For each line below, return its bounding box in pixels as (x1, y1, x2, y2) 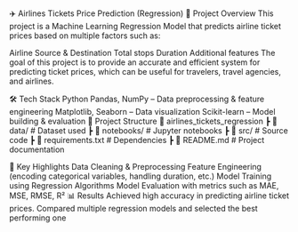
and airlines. (9, 76, 55, 86)
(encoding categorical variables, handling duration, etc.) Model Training (9, 171, 272, 181)
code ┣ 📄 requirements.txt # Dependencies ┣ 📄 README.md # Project (9, 135, 265, 145)
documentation (9, 144, 65, 155)
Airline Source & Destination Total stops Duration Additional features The (9, 48, 276, 58)
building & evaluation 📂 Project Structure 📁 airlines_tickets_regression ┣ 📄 (9, 116, 278, 126)
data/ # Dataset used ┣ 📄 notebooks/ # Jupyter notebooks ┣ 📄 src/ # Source (9, 125, 289, 136)
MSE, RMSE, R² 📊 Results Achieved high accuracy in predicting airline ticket (9, 190, 289, 201)
